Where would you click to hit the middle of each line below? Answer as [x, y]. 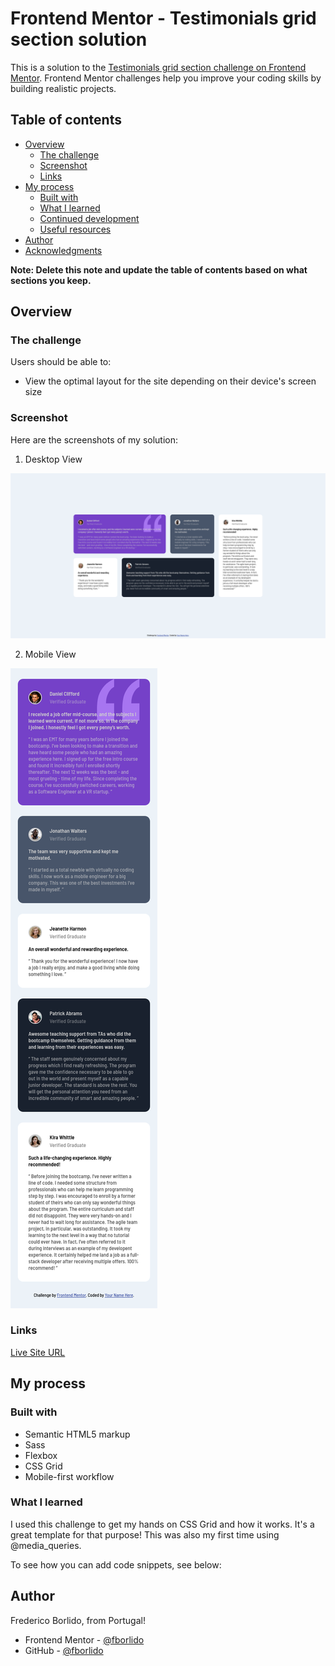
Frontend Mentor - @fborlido [84, 1639]
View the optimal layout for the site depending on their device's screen [170, 381]
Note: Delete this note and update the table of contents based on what [159, 269]
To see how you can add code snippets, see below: [116, 1564]
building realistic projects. [63, 88]
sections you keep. [51, 280]
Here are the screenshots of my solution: [94, 439]
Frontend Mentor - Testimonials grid [163, 18]
